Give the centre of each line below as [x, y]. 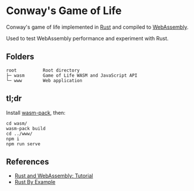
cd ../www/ [19, 134]
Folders [20, 57]
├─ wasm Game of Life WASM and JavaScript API [72, 75]
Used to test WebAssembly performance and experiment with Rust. [87, 38]
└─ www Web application [44, 80]
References [28, 161]
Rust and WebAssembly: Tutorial [54, 176]
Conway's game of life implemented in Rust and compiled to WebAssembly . [97, 27]
